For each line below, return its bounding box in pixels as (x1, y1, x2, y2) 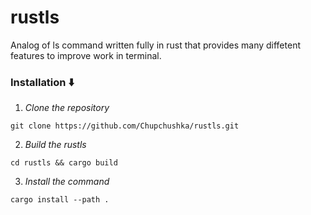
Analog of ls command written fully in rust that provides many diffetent (10, 39, 301, 51)
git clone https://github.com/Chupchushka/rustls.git (10, 121, 240, 131)
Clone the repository (24, 102, 110, 114)
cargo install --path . (10, 195, 110, 205)
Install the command (24, 176, 110, 188)
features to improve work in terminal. (10, 49, 162, 61)
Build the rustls (24, 139, 87, 151)
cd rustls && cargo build (10, 158, 118, 168)
